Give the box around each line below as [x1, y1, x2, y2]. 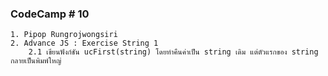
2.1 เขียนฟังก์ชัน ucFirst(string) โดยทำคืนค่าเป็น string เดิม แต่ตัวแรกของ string [28, 47, 319, 57]
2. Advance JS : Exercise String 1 [10, 38, 159, 49]
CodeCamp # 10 [10, 7, 90, 21]
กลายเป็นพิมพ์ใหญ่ [10, 56, 62, 66]
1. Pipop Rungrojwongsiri [10, 30, 118, 40]
